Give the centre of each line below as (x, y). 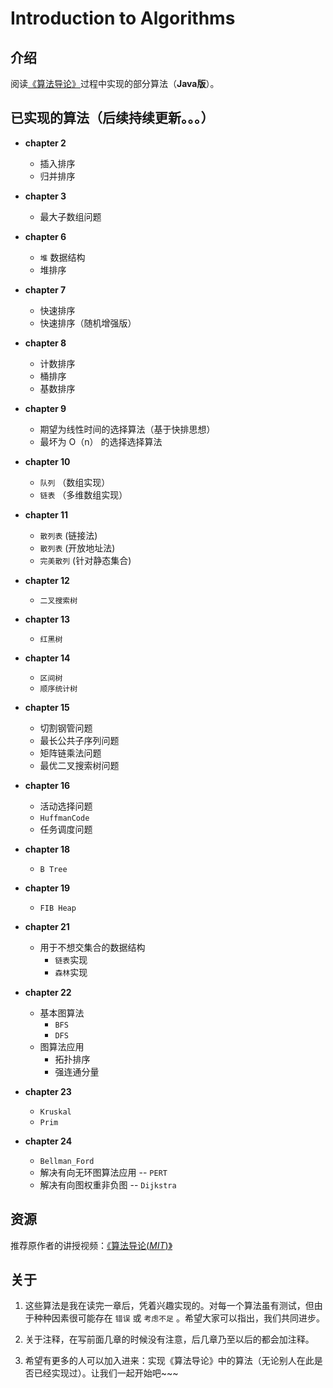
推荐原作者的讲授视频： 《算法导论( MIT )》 (91, 1245)
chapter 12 (47, 580)
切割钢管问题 (66, 728)
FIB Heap (58, 908)
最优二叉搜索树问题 (79, 765)
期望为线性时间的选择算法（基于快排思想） (127, 429)
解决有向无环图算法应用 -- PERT (103, 1172)
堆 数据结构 (62, 257)
